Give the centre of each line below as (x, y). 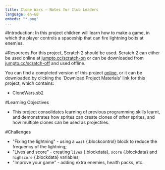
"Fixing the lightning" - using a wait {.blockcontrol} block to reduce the (85, 141)
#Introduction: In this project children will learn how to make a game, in (78, 33)
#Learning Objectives (27, 102)
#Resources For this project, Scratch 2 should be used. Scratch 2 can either (82, 53)
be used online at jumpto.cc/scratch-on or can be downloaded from (74, 58)
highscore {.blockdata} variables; (46, 157)
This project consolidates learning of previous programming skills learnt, (86, 112)
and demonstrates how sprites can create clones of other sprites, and (83, 117)
